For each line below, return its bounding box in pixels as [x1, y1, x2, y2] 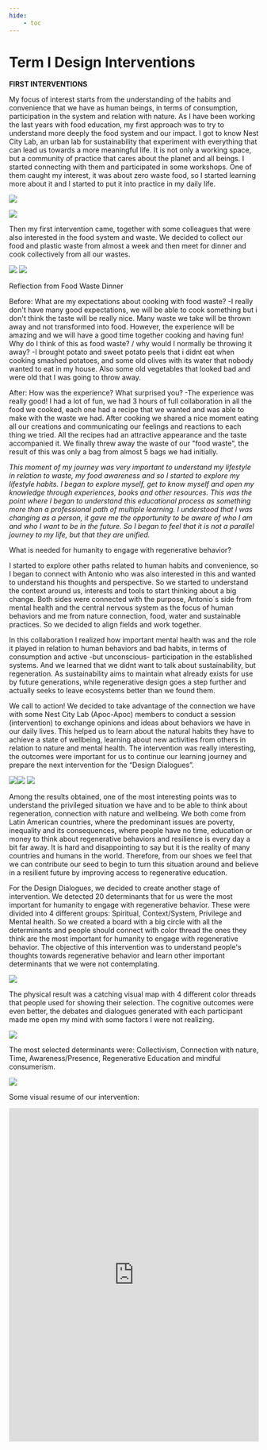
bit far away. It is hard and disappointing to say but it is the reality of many [9, 843, 250, 852]
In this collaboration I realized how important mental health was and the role [9, 635, 257, 645]
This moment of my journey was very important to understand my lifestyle [9, 462, 252, 472]
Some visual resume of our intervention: [9, 1093, 139, 1102]
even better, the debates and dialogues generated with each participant [9, 1006, 243, 1016]
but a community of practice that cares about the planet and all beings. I [9, 154, 245, 164]
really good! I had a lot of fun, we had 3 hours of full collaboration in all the [9, 396, 253, 406]
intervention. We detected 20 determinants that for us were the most [9, 892, 233, 901]
